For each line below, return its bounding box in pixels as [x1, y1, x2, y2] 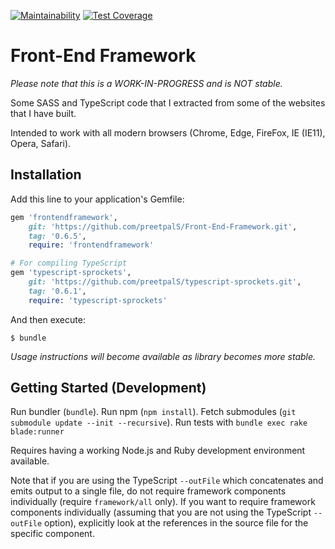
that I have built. [10, 107, 77, 119]
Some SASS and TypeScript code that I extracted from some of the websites [10, 96, 326, 109]
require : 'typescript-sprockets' [28, 295, 168, 305]
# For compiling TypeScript [10, 258, 128, 269]
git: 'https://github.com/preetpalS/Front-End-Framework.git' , [28, 221, 298, 232]
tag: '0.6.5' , [28, 231, 87, 241]
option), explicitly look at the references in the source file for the [44, 517, 309, 529]
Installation [10, 166, 82, 184]
